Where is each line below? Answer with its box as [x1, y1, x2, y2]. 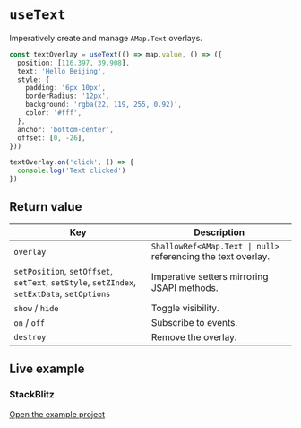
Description [193, 226, 245, 239]
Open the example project [9, 408, 106, 419]
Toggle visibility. [150, 301, 219, 314]
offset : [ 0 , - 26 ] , [17, 133, 87, 143]
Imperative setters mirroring [150, 270, 269, 283]
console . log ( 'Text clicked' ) [17, 166, 126, 176]
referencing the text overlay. [150, 249, 271, 262]
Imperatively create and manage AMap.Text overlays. [9, 32, 203, 43]
